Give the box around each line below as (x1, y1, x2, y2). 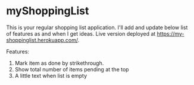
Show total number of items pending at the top (14, 65, 129, 73)
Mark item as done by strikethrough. (14, 59, 104, 67)
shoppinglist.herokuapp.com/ (6, 36, 79, 43)
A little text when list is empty (14, 72, 87, 79)
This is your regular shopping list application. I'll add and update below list (6, 24, 188, 31)
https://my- (157, 30, 184, 37)
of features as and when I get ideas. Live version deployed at (6, 30, 156, 37)
